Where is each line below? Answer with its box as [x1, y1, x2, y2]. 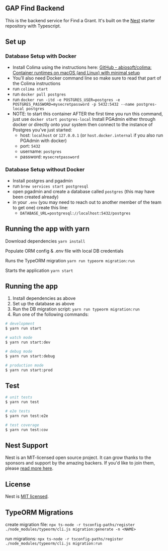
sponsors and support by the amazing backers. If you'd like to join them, [5, 460, 155, 466]
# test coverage [5, 422, 39, 428]
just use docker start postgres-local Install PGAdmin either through [12, 116, 156, 122]
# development [5, 321, 35, 327]
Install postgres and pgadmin [12, 177, 73, 183]
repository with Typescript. [5, 23, 61, 29]
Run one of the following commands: [12, 311, 89, 317]
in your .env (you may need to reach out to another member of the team [12, 199, 162, 205]
